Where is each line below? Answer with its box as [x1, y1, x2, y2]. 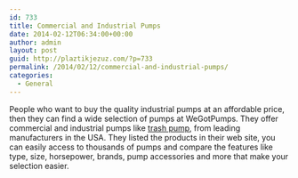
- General [17, 79, 53, 88]
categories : [9, 71, 53, 80]
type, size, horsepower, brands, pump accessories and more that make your [9, 150, 289, 161]
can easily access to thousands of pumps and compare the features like [9, 142, 273, 152]
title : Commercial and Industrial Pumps [9, 21, 162, 30]
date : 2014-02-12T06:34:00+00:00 [9, 29, 133, 38]
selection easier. [9, 160, 69, 171]
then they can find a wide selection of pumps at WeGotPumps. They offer [9, 113, 278, 124]
